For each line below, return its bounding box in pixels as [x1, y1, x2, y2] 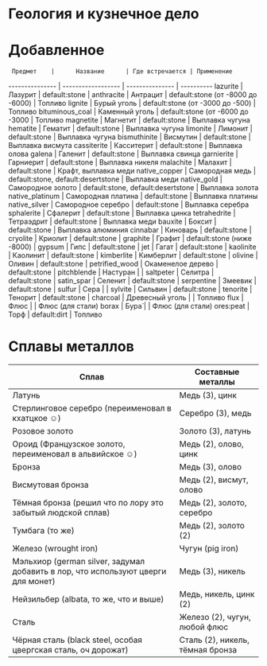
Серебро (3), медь [179, 407, 252, 419]
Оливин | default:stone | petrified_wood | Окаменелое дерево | [8, 259, 219, 269]
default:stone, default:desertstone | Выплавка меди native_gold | [8, 174, 222, 184]
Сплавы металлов [8, 337, 135, 356]
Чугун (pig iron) [179, 543, 239, 554]
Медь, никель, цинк [179, 589, 255, 600]
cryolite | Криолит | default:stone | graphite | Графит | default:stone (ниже [8, 234, 253, 243]
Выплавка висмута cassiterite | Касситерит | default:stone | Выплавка [8, 141, 242, 150]
